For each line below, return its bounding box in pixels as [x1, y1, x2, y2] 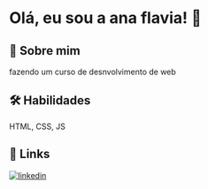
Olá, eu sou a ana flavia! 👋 [9, 8, 202, 28]
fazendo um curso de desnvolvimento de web [9, 66, 177, 77]
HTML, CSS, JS [9, 121, 66, 132]
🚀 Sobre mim [9, 43, 81, 58]
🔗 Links [9, 147, 50, 162]
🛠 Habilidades [9, 93, 91, 109]
